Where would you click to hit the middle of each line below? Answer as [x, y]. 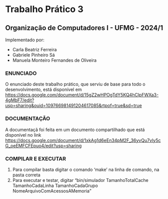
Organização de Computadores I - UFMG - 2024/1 [84, 28]
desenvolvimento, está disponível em [44, 89]
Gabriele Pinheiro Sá [34, 55]
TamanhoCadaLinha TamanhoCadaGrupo [55, 185]
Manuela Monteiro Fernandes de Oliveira [54, 60]
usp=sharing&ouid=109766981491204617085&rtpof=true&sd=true [73, 106]
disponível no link [23, 135]
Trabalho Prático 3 [44, 9]
